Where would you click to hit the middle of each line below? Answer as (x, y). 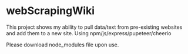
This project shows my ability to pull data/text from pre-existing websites (94, 27)
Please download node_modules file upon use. (63, 45)
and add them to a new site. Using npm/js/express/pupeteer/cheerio (89, 33)
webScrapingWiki (51, 11)
